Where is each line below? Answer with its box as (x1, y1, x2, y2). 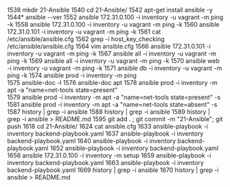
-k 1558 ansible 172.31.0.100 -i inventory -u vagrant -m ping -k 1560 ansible (7, 21, 220, 28)
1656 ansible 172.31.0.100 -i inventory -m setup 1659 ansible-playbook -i (7, 151, 211, 160)
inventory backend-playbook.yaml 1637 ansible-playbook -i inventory (7, 129, 204, 138)
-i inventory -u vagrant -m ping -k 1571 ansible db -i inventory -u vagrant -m (7, 64, 222, 72)
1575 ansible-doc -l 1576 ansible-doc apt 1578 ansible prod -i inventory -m (7, 79, 218, 86)
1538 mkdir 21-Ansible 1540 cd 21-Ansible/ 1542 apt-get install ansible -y (7, 6, 213, 14)
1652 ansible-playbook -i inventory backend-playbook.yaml (49, 144, 218, 152)
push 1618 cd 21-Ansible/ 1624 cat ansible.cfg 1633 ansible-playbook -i (7, 123, 208, 130)
